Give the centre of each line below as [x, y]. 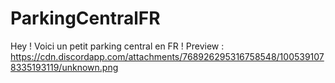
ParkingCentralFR [85, 18]
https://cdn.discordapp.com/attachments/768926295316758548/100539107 [167, 56]
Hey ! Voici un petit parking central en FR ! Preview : [117, 46]
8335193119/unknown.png [64, 67]
